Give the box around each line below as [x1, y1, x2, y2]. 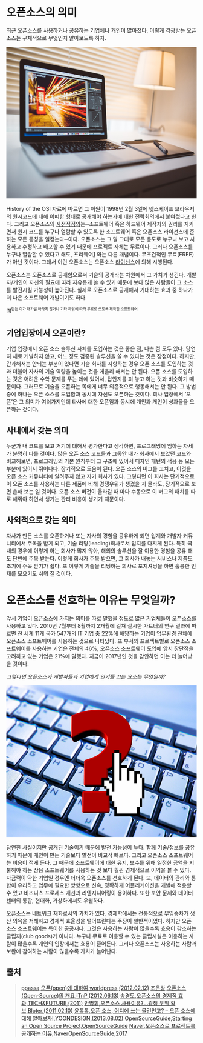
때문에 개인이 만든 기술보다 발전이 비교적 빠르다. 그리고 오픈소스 [17, 851, 167, 858]
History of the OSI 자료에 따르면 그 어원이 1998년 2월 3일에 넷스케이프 [6, 205, 174, 212]
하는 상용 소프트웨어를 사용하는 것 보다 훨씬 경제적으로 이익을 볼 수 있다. [22, 866, 192, 873]
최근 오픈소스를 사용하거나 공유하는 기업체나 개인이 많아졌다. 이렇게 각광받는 [6, 27, 185, 34]
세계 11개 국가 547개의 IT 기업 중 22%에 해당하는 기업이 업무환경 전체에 [24, 630, 193, 637]
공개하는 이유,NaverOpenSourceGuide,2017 [21, 1030, 128, 1037]
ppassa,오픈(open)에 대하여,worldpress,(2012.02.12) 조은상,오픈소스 [21, 984, 187, 991]
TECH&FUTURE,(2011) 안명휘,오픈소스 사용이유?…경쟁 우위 [27, 999, 169, 1007]
